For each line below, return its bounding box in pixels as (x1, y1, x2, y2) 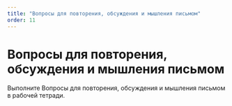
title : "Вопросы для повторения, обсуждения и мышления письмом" (7, 10, 201, 17)
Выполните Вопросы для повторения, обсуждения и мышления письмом (7, 84, 226, 92)
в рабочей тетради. (7, 91, 65, 100)
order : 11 (7, 17, 36, 24)
